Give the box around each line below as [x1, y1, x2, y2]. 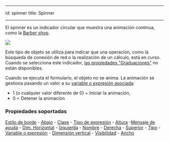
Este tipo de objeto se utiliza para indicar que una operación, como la [5, 49, 149, 55]
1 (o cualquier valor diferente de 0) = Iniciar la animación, [12, 90, 131, 96]
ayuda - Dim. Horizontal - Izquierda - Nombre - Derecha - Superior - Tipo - [5, 124, 161, 131]
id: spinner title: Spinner [5, 10, 55, 16]
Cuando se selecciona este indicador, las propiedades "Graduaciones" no [5, 60, 158, 65]
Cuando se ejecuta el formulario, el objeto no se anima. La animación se [5, 75, 154, 81]
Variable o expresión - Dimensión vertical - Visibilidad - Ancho [5, 130, 134, 136]
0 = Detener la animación [12, 95, 65, 101]
